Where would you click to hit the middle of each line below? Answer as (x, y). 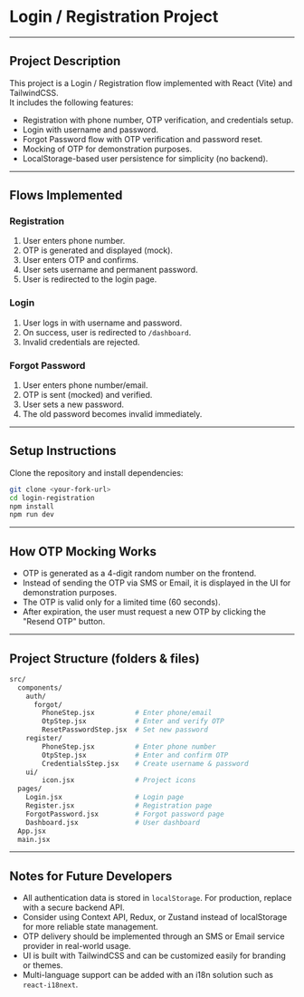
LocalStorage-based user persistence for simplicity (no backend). (145, 158)
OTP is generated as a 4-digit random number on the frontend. (139, 574)
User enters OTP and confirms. (80, 260)
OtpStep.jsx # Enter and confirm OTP (135, 755)
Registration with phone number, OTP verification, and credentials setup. (158, 120)
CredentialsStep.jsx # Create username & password (145, 763)
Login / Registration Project (114, 17)
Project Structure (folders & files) (105, 658)
